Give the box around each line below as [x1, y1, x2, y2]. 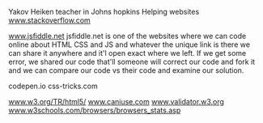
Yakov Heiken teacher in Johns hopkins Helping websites [8, 7, 200, 16]
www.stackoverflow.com [8, 15, 91, 25]
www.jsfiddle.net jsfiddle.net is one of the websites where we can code [8, 32, 247, 40]
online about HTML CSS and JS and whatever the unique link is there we [8, 40, 251, 49]
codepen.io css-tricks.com [8, 81, 99, 91]
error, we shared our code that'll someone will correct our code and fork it [8, 57, 256, 66]
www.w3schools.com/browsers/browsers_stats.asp [8, 105, 181, 115]
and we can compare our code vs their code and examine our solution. [8, 66, 244, 75]
